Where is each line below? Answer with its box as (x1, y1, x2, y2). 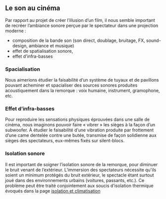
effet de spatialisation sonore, (12, 48, 73, 54)
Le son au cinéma (5, 4, 60, 12)
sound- (146, 37, 161, 43)
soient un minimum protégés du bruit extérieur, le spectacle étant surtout (5, 172, 155, 178)
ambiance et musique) (29, 42, 74, 49)
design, (12, 42, 28, 49)
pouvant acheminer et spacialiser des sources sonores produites (5, 82, 138, 89)
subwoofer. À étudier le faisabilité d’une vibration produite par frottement (5, 127, 154, 133)
